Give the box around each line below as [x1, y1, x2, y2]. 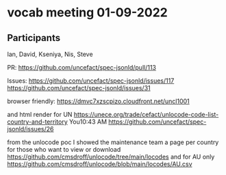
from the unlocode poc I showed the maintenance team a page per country [7, 138, 219, 146]
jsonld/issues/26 [7, 125, 54, 133]
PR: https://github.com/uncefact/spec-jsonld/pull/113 [7, 64, 156, 71]
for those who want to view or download [7, 146, 121, 153]
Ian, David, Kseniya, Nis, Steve [7, 50, 94, 58]
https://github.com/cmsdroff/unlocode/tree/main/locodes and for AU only [7, 152, 215, 161]
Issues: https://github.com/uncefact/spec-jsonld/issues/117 [7, 77, 175, 85]
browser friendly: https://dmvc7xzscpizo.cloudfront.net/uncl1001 [7, 97, 190, 105]
